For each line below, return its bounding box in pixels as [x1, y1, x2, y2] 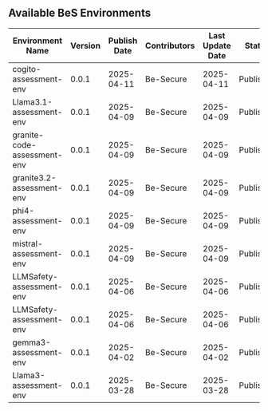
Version [70, 40, 101, 51]
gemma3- [12, 337, 51, 348]
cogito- [12, 63, 41, 74]
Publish [108, 35, 138, 46]
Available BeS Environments [8, 6, 152, 20]
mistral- [12, 238, 43, 249]
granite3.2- [12, 172, 57, 183]
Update [203, 40, 231, 51]
